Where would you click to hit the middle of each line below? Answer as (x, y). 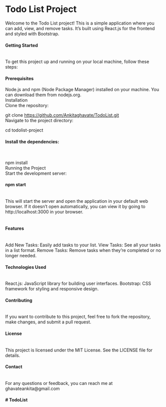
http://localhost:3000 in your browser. (44, 212)
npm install (16, 162)
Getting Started (22, 45)
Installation (16, 100)
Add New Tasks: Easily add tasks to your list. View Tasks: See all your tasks (83, 245)
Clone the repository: (27, 106)
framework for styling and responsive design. (52, 289)
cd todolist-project (24, 130)
